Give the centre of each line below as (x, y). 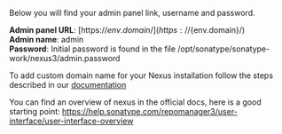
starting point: (35, 111)
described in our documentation (68, 85)
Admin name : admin (47, 39)
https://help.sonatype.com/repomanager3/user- (149, 111)
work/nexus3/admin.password (65, 58)
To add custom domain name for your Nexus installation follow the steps (141, 75)
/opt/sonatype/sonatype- (223, 49)
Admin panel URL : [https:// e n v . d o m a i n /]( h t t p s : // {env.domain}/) (127, 30)
